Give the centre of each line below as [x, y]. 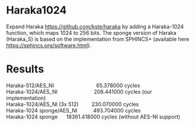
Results [25, 69]
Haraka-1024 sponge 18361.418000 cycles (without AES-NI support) [93, 117]
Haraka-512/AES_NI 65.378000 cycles [73, 85]
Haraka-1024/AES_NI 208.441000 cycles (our [79, 91]
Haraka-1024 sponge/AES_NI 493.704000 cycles [73, 110]
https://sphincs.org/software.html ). [49, 45]
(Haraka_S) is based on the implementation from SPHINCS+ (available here [98, 39]
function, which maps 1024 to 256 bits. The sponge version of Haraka [91, 32]
